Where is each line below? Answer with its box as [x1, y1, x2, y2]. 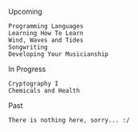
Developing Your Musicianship [8, 50, 109, 58]
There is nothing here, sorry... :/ [8, 116, 130, 124]
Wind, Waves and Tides [8, 36, 84, 44]
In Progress [8, 64, 46, 74]
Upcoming [8, 7, 42, 16]
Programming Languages [8, 22, 84, 30]
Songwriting [8, 43, 48, 51]
